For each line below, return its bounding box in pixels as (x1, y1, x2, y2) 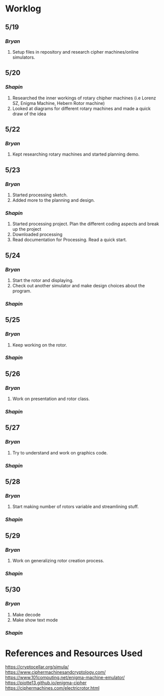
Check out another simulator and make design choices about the (12, 282, 145, 288)
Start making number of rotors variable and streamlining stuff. (12, 504, 139, 510)
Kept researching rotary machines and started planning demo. (12, 151, 140, 157)
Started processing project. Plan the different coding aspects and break (12, 221, 160, 227)
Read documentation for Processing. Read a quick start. (12, 237, 127, 243)
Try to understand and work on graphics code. (12, 449, 108, 455)
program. (12, 288, 31, 294)
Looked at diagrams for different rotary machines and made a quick (12, 105, 151, 111)
